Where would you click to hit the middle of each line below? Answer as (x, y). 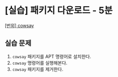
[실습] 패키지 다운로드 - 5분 (59, 10)
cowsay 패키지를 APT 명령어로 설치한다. (52, 56)
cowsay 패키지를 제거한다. (38, 69)
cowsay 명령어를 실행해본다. (40, 63)
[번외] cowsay (19, 25)
